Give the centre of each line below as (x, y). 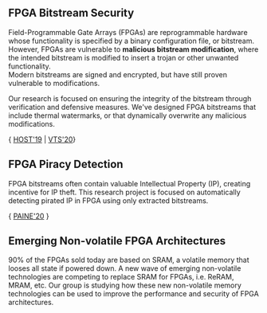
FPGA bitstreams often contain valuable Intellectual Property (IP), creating (130, 183)
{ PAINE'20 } (29, 216)
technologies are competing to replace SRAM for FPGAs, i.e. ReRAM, (121, 277)
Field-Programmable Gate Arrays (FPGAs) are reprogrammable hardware (128, 32)
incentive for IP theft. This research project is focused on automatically (124, 192)
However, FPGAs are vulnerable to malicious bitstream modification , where (133, 49)
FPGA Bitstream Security (71, 13)
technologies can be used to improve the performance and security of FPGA (133, 294)
